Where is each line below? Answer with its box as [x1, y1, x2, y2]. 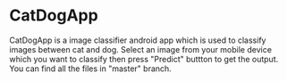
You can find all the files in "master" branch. [9, 63, 172, 74]
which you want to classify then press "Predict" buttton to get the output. [9, 53, 279, 64]
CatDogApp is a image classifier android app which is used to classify [9, 35, 266, 45]
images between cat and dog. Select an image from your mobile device [9, 44, 273, 54]
